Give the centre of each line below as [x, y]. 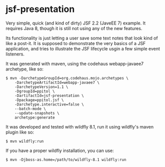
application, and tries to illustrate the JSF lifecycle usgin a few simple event [83, 48]
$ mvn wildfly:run [25, 141]
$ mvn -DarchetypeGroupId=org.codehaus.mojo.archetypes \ [67, 78]
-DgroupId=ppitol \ [35, 91]
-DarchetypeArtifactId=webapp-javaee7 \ [57, 82]
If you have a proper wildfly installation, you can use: [60, 150]
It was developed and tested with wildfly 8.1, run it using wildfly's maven [80, 126]
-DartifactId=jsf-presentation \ [49, 95]
